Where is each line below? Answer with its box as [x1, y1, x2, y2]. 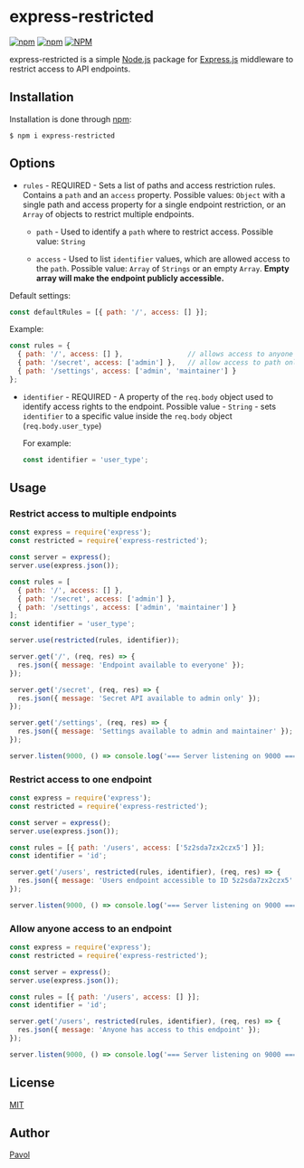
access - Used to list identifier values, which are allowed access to [35, 253, 290, 264]
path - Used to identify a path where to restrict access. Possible [35, 226, 274, 237]
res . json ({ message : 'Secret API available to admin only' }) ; [17, 694, 261, 703]
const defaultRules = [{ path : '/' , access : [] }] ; [9, 308, 208, 317]
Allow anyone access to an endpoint [9, 922, 172, 935]
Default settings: [9, 290, 71, 300]
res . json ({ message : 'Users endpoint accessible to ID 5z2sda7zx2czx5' [17, 876, 294, 886]
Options [9, 156, 56, 171]
